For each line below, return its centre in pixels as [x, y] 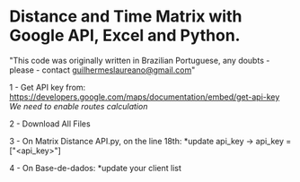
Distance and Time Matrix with [126, 17]
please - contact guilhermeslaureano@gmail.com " [102, 70]
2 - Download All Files [50, 124]
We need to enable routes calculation [79, 106]
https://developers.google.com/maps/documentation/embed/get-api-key [145, 97]
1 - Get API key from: [48, 87]
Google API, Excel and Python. [125, 35]
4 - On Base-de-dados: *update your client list [96, 168]
